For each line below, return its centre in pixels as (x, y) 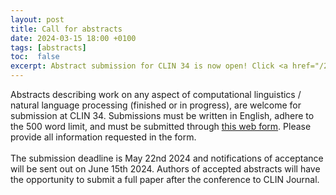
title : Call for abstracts (66, 29)
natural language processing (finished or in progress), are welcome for (156, 105)
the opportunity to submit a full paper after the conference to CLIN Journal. (165, 179)
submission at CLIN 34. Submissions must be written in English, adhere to (162, 115)
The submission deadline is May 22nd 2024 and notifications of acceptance (167, 158)
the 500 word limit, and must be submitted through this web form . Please (161, 126)
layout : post (37, 19)
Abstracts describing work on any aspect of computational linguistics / (156, 94)
